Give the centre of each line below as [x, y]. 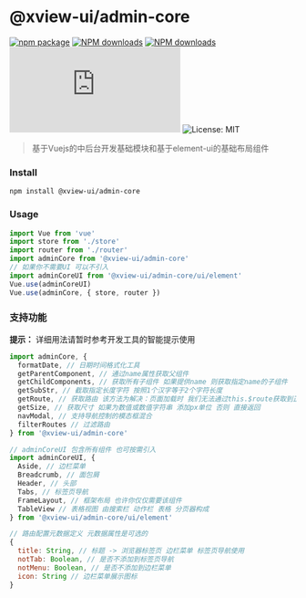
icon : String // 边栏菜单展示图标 [78, 576]
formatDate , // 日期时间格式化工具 [79, 365]
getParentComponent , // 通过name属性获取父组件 [103, 373]
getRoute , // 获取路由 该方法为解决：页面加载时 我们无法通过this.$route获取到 [155, 399]
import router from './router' [69, 250]
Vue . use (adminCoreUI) [51, 284]
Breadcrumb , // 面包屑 [59, 475]
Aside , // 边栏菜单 [52, 467]
